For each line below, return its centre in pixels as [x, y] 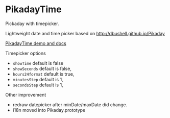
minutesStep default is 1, [38, 79]
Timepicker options [26, 53]
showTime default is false [38, 63]
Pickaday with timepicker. [32, 23]
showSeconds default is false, [42, 68]
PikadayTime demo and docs [36, 43]
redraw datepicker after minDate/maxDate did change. [70, 104]
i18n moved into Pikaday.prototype [49, 110]
